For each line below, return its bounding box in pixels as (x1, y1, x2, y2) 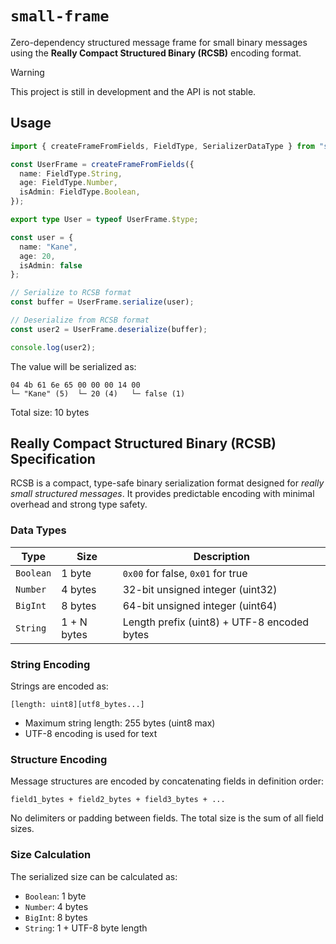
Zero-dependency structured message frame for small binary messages (10, 36, 308, 48)
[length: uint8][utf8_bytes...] (10, 700, 145, 710)
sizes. (10, 823, 35, 835)
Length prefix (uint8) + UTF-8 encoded (122, 615, 310, 629)
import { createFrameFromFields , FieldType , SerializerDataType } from (10, 141, 315, 151)
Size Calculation (10, 848, 92, 862)
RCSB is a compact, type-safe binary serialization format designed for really (10, 477, 325, 489)
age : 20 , (19, 251, 56, 261)
